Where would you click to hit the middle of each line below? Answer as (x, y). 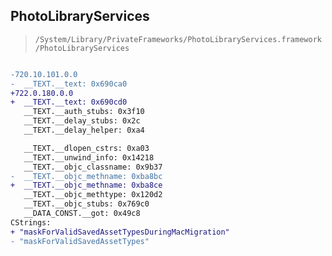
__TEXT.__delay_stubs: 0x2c (82, 121)
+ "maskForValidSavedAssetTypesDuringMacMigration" (120, 232)
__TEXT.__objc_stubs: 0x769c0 (86, 204)
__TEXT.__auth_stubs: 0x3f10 (84, 112)
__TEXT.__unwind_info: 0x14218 (89, 157)
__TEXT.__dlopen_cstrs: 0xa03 (86, 148)
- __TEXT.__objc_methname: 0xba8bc (86, 176)
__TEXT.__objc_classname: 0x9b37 (93, 167)
